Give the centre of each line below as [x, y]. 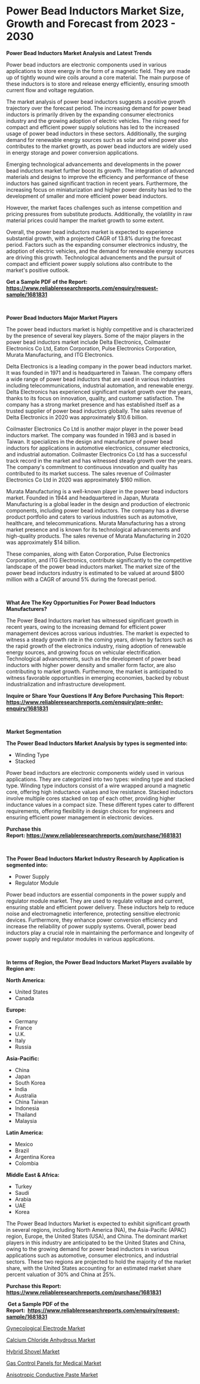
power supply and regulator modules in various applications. [81, 939]
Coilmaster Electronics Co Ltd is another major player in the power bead [95, 429]
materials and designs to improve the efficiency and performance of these [98, 177]
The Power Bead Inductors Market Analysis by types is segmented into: [97, 743]
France [24, 1028]
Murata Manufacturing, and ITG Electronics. [60, 355]
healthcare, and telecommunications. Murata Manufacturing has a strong [96, 523]
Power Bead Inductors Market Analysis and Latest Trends [79, 53]
